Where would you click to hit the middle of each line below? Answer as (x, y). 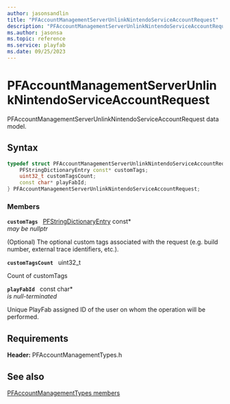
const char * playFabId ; (53, 183)
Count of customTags (37, 276)
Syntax (23, 148)
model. (17, 126)
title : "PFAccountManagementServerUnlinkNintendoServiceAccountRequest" (113, 20)
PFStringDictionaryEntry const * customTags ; (84, 170)
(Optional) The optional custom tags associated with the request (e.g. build (113, 242)
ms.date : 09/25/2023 (37, 52)
